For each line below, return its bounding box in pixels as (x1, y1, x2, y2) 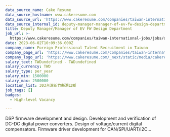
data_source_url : (5, 17, 42, 22)
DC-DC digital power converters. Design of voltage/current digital (5, 121, 142, 127)
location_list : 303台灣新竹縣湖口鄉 (5, 83, 77, 88)
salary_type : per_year (5, 69, 53, 74)
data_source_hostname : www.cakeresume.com (5, 12, 96, 17)
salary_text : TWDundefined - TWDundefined (5, 59, 96, 64)
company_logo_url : (5, 54, 44, 60)
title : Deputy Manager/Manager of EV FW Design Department (5, 26, 133, 31)
